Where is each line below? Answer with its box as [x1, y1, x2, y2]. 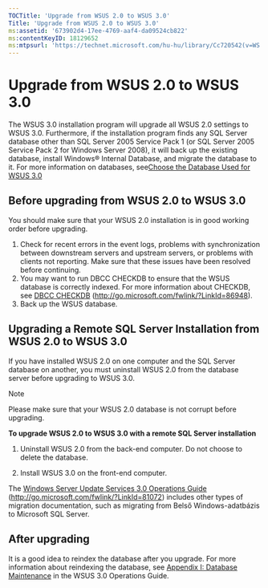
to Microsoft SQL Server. [8, 509, 90, 518]
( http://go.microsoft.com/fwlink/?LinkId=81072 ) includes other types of [8, 492, 243, 501]
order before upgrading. [8, 224, 88, 233]
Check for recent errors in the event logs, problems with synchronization [19, 239, 261, 249]
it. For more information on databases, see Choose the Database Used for [8, 162, 251, 172]
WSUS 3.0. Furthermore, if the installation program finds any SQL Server [8, 128, 248, 138]
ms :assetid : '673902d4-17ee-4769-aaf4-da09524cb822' [8, 26, 189, 34]
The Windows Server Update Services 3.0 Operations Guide [8, 483, 207, 493]
